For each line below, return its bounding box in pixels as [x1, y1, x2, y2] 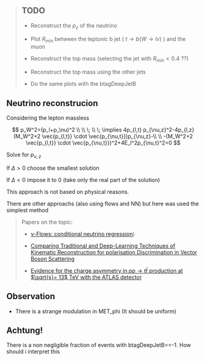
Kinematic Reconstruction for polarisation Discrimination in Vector [30, 248, 198, 256]
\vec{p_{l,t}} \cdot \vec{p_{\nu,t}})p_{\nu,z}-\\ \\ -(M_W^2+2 [42, 132, 193, 140]
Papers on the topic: [21, 218, 73, 226]
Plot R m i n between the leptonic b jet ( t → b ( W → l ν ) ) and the [30, 35, 186, 44]
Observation [6, 291, 55, 302]
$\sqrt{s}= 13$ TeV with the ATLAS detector [30, 273, 142, 281]
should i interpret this [6, 348, 60, 355]
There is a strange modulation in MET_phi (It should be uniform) [15, 307, 177, 315]
